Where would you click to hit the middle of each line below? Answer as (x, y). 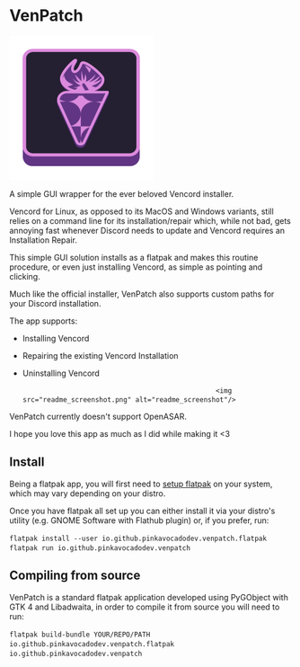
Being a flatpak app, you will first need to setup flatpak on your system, (141, 484)
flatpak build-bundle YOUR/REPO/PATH (80, 635)
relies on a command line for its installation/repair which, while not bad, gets (150, 220)
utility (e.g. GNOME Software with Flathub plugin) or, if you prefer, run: (139, 520)
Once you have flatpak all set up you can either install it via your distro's (142, 511)
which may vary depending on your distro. (88, 493)
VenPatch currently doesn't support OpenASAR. (98, 416)
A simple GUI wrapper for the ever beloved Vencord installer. (122, 193)
